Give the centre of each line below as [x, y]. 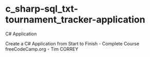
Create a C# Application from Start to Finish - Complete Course [72, 43]
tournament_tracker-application [75, 20]
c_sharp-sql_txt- [42, 9]
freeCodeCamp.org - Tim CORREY [42, 49]
